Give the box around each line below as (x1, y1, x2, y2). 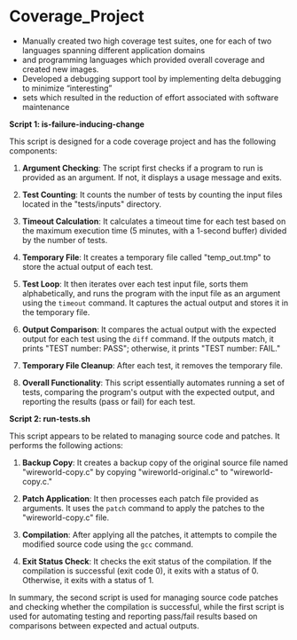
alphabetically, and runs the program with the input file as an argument (21, 288, 281, 298)
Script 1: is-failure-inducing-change (9, 118, 145, 130)
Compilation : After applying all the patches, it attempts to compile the (21, 529, 277, 540)
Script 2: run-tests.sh (9, 413, 90, 423)
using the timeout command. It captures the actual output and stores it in (21, 297, 289, 308)
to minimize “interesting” (21, 83, 113, 93)
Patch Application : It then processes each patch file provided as (21, 493, 259, 503)
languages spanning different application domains (21, 44, 206, 55)
